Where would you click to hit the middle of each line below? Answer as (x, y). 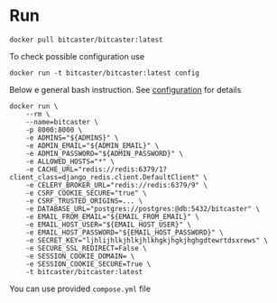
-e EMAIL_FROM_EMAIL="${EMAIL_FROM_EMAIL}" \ (113, 216)
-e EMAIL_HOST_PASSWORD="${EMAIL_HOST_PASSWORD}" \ (125, 232)
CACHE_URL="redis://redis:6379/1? (102, 169)
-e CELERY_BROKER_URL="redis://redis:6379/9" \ (116, 185)
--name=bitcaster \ (62, 122)
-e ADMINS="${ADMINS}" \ (72, 138)
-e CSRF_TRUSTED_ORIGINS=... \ (84, 201)
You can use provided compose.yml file (80, 289)
